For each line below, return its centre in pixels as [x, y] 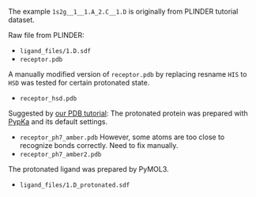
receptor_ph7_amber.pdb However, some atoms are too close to [122, 137]
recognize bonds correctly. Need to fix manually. [99, 145]
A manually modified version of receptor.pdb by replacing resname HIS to [128, 74]
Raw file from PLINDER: [46, 35]
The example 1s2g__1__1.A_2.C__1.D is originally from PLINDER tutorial [123, 11]
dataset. [22, 20]
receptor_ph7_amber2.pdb [60, 154]
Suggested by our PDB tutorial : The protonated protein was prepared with [128, 113]
